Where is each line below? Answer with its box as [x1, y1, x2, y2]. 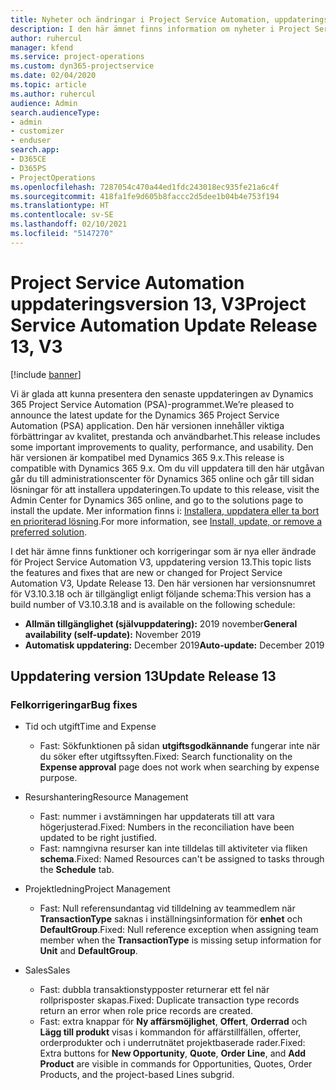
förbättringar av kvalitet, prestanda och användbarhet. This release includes [10, 430, 321, 442]
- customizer [10, 126, 65, 136]
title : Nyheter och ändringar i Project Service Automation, [10, 14, 271, 25]
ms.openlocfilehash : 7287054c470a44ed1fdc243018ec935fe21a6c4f [10, 182, 280, 192]
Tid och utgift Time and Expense [24, 721, 157, 733]
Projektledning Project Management [24, 883, 171, 895]
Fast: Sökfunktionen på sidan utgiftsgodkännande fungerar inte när [39, 740, 321, 752]
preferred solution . [10, 526, 88, 538]
